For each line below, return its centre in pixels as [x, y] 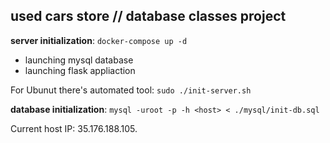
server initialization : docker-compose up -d [99, 40]
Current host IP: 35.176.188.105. [74, 128]
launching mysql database [79, 60]
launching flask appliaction [80, 70]
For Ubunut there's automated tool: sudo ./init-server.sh [131, 90]
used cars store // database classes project [148, 16]
